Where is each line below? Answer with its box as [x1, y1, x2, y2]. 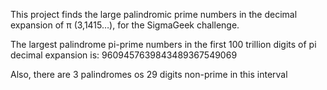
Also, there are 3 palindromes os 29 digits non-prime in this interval [10, 69, 288, 80]
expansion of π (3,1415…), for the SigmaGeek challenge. [10, 19, 240, 31]
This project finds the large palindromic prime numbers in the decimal [10, 9, 298, 20]
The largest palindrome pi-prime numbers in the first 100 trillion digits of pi [10, 39, 317, 50]
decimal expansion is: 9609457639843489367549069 [10, 49, 238, 61]
